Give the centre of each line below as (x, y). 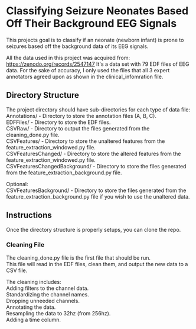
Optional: (17, 184)
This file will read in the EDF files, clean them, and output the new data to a (97, 264)
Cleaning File (25, 245)
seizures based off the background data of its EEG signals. (77, 46)
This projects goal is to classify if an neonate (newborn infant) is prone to (95, 40)
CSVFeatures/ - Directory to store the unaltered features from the (86, 141)
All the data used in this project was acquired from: (68, 58)
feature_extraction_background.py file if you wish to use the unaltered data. (98, 196)
